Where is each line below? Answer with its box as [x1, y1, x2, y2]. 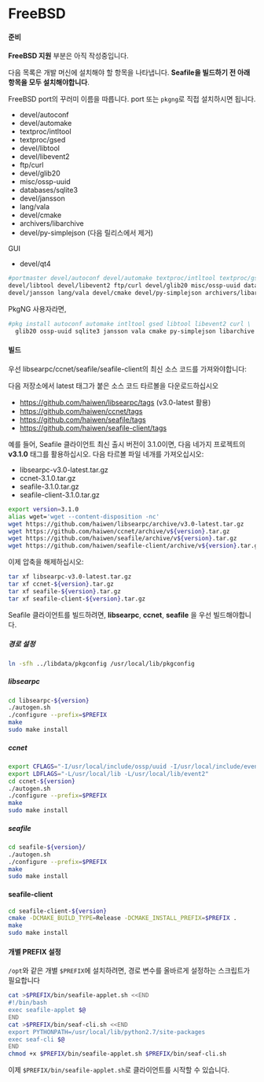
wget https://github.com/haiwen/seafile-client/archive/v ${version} [8, 542, 237, 550]
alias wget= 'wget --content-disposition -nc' [8, 512, 159, 520]
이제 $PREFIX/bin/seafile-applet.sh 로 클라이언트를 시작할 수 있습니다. [8, 1065, 230, 1075]
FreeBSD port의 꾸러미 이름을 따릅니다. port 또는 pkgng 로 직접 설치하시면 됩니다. [8, 94, 256, 104]
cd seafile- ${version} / [8, 843, 86, 851]
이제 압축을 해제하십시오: [8, 557, 84, 567]
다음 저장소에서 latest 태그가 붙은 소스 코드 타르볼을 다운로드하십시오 [8, 381, 218, 390]
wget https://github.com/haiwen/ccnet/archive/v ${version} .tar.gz [8, 527, 230, 535]
